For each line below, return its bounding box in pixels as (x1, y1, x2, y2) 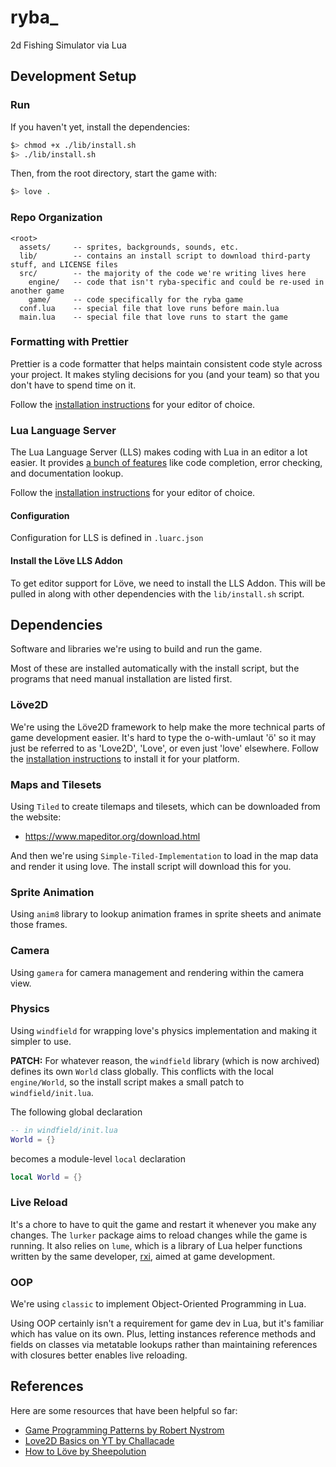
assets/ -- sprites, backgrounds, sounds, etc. (19, 242, 240, 252)
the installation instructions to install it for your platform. (10, 752, 240, 765)
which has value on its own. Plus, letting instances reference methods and (10, 1328, 317, 1340)
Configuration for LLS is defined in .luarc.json (10, 532, 204, 544)
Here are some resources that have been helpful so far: (10, 1404, 238, 1416)
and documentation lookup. (10, 467, 124, 480)
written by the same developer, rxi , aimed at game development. (10, 1250, 276, 1262)
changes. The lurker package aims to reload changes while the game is (10, 1229, 308, 1241)
